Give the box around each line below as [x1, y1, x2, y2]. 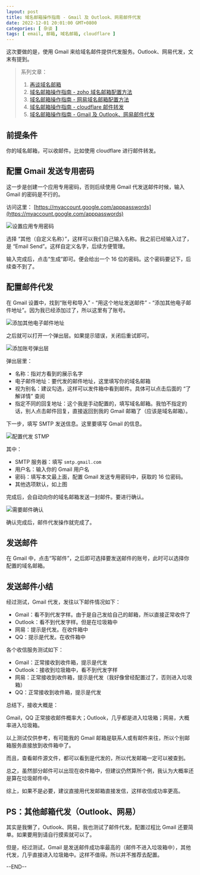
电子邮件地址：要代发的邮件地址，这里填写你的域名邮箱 [14, 377, 151, 384]
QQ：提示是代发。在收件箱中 [14, 634, 86, 641]
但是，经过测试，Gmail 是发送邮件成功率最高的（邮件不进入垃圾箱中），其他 [6, 844, 192, 850]
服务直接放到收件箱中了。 [11, 742, 74, 749]
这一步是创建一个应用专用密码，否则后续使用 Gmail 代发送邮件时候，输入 [6, 183, 185, 190]
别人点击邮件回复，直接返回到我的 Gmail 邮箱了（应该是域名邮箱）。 [25, 407, 192, 414]
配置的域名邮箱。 [6, 562, 48, 570]
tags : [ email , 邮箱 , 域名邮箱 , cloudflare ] [6, 31, 116, 37]
